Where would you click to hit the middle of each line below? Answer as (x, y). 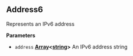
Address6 (25, 10)
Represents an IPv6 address (40, 24)
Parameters (21, 35)
